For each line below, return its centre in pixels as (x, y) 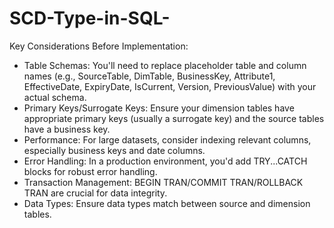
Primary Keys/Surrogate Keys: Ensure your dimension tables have (159, 108)
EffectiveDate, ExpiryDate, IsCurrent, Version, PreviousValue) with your (170, 86)
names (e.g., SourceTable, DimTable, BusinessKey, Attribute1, (149, 76)
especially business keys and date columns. (114, 150)
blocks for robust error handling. (90, 171)
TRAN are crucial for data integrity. (95, 193)
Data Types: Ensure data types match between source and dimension (167, 203)
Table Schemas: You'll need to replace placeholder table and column (165, 65)
